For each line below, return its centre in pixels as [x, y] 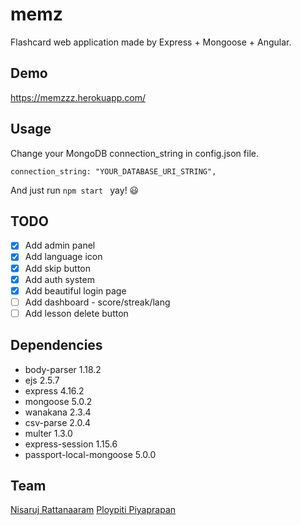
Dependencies [56, 345]
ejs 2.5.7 [42, 380]
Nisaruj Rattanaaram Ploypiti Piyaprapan [93, 510]
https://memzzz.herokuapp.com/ [78, 97]
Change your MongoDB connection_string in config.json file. [134, 153]
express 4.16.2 [54, 390]
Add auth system [59, 279]
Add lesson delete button [76, 313]
